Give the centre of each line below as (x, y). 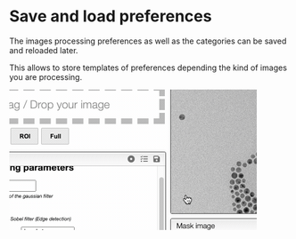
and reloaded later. (44, 50)
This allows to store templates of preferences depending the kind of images (148, 68)
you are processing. (46, 76)
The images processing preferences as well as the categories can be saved (148, 41)
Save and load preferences (111, 16)
